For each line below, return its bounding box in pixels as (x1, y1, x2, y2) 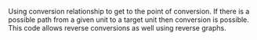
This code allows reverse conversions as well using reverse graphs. (8, 24, 226, 32)
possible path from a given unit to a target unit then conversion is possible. (8, 15, 249, 24)
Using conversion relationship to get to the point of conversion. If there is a (8, 7, 250, 16)
